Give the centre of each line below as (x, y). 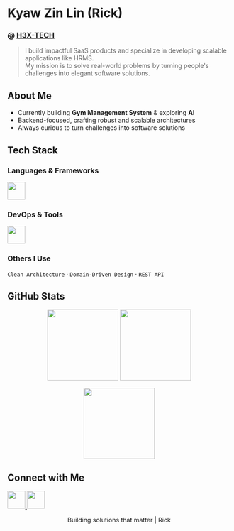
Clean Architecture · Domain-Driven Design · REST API (86, 274)
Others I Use (29, 258)
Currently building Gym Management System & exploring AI (106, 113)
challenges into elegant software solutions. (87, 73)
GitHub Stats (36, 296)
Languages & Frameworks (53, 170)
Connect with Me (46, 477)
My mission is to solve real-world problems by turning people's (117, 66)
